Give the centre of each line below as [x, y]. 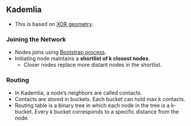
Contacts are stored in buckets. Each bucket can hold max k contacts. [100, 99]
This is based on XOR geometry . [54, 24]
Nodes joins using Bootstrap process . [60, 52]
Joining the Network [36, 39]
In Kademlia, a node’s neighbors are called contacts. [78, 93]
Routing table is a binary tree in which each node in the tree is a [92, 105]
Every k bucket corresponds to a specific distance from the [107, 112]
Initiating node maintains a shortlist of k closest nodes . [82, 59]
